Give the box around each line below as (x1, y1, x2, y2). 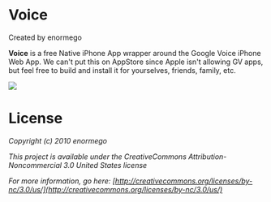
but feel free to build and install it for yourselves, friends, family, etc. (8, 65, 237, 75)
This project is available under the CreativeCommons (8, 152, 187, 161)
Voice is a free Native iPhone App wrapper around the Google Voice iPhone (8, 48, 261, 58)
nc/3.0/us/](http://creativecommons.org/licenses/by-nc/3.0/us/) (8, 184, 223, 194)
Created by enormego (8, 32, 83, 42)
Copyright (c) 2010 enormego (8, 135, 108, 145)
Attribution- (187, 152, 227, 161)
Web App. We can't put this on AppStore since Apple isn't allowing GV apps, (8, 57, 264, 67)
